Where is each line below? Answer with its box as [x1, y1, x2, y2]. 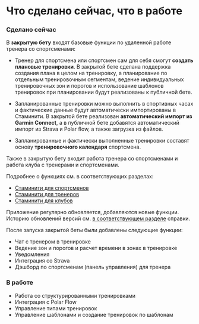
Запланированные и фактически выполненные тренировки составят [14, 137, 189, 144]
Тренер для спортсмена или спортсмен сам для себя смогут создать [14, 57, 194, 64]
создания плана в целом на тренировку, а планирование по [14, 70, 168, 77]
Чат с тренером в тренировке [14, 238, 91, 245]
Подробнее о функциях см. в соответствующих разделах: [6, 173, 154, 180]
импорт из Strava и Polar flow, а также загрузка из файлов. [14, 125, 163, 132]
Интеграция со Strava [14, 257, 70, 264]
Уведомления [14, 251, 50, 258]
